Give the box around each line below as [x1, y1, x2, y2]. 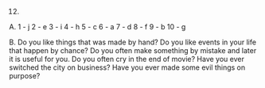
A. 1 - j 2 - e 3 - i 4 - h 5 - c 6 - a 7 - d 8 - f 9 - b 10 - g [9, 22, 186, 31]
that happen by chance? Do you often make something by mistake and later [9, 46, 257, 55]
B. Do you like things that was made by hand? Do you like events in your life [9, 37, 257, 47]
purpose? [9, 71, 41, 80]
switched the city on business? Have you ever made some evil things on [9, 63, 246, 72]
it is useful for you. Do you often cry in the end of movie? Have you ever [9, 55, 245, 63]
